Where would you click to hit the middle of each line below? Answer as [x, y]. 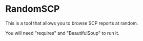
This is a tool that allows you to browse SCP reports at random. [72, 23]
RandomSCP [33, 9]
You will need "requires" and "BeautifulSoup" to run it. [62, 33]
